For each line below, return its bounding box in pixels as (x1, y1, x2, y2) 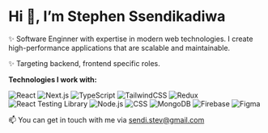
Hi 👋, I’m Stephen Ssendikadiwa (8, 7, 226, 26)
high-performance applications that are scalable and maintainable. (8, 43, 231, 52)
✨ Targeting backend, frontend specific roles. (8, 58, 160, 68)
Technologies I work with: (8, 74, 97, 84)
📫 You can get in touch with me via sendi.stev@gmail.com (8, 114, 205, 124)
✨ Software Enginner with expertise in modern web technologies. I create (8, 34, 253, 44)
